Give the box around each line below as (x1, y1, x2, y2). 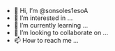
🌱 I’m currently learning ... (13, 21, 89, 29)
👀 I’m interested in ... (13, 14, 73, 22)
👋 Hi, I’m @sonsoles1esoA (13, 7, 89, 14)
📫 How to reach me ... (13, 37, 79, 44)
